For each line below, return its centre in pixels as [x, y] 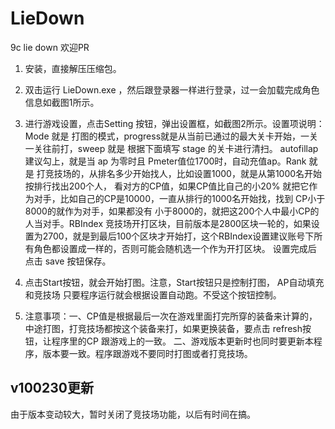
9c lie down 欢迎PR [50, 47]
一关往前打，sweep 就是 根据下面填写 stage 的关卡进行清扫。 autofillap [171, 148]
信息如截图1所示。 [62, 102]
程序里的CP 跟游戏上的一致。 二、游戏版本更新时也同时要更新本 [182, 341]
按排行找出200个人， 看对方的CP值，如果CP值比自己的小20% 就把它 [167, 186]
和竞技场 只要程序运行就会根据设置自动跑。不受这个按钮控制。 [153, 294]
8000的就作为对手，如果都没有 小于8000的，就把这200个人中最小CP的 [172, 211]
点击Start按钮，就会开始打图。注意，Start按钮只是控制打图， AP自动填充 [174, 282]
